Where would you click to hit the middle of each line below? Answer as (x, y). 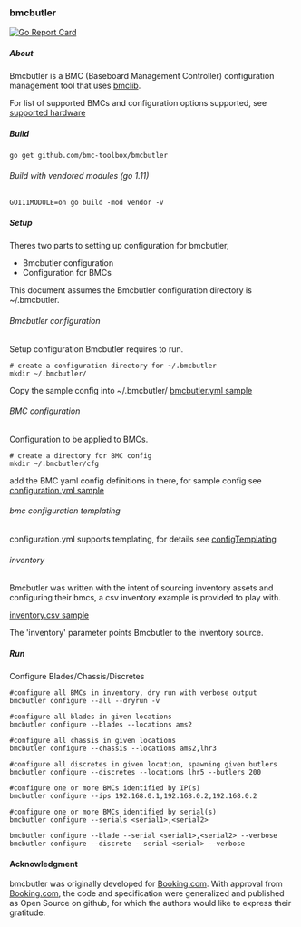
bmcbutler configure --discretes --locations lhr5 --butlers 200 (135, 773)
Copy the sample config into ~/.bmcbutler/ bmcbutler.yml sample (131, 390)
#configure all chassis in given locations (93, 741)
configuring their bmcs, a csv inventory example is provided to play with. (145, 598)
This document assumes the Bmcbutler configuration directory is (131, 290)
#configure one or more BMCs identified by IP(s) (105, 788)
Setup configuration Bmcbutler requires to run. (97, 349)
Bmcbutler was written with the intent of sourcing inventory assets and (141, 588)
